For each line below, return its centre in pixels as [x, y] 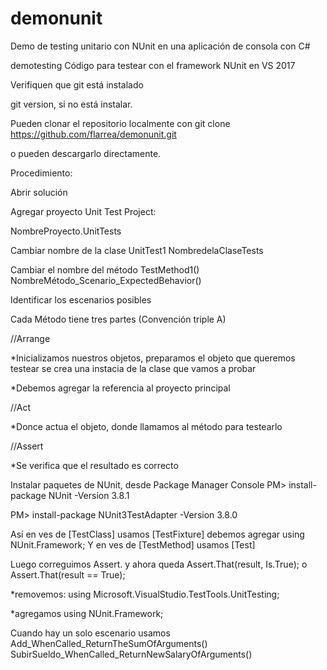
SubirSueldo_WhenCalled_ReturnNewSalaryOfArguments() [131, 654]
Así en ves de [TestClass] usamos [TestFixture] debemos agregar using [157, 534]
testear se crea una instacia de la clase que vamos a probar [133, 368]
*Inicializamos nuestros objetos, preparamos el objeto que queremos [153, 358]
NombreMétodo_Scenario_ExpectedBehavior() [106, 280]
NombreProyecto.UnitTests [66, 231]
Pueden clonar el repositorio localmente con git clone [120, 123]
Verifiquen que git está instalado [77, 84]
